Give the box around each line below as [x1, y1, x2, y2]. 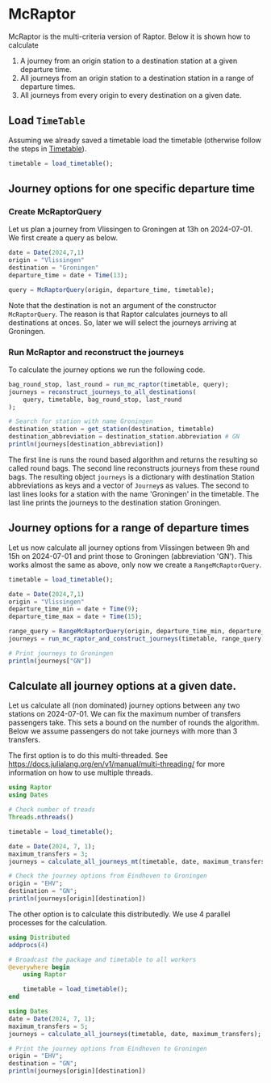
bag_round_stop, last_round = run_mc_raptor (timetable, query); [8, 380, 229, 388]
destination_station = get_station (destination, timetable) [8, 425, 215, 434]
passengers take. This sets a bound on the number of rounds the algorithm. [8, 717, 260, 728]
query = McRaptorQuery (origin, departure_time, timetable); [8, 286, 215, 294]
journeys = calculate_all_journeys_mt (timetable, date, [8, 857, 200, 865]
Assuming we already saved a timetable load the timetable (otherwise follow [8, 135, 262, 145]
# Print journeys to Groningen [8, 649, 114, 658]
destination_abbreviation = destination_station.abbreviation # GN [8, 433, 240, 441]
